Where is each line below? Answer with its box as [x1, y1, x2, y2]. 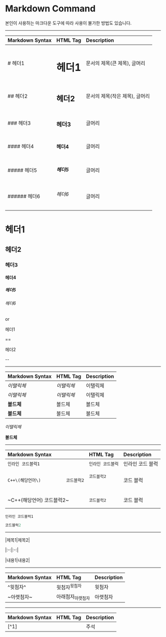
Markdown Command [5, 3, 96, 14]
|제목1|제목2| [5, 537, 30, 543]
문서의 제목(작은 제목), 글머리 [85, 93, 150, 100]
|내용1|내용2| [5, 557, 30, 563]
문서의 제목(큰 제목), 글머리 [85, 60, 146, 67]
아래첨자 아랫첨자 [56, 593, 90, 601]
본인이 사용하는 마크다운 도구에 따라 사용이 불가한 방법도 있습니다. [5, 20, 132, 26]
